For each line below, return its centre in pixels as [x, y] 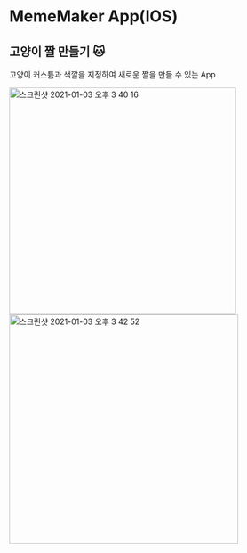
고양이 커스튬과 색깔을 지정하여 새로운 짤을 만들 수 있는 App [112, 74]
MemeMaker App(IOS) [94, 16]
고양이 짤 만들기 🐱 [57, 51]
